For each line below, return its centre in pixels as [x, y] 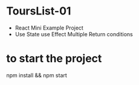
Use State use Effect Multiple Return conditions [74, 34]
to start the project [54, 59]
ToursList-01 [39, 11]
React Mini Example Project [49, 28]
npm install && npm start [37, 75]
